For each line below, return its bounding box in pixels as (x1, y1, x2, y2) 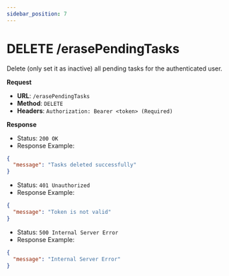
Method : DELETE (16, 99, 64, 107)
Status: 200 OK (16, 133, 59, 142)
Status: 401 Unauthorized (16, 181, 90, 189)
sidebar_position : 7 (6, 10, 68, 18)
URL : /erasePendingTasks (16, 91, 90, 100)
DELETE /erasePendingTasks (6, 40, 180, 56)
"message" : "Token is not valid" (13, 209, 112, 216)
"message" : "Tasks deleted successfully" (13, 162, 137, 169)
